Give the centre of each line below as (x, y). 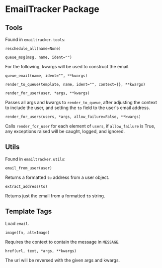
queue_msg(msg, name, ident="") (39, 57)
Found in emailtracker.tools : (35, 39)
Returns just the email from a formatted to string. (55, 196)
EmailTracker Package (52, 9)
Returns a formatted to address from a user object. (57, 177)
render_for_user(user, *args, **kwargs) (48, 93)
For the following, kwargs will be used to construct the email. (68, 67)
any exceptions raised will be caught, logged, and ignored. (65, 131)
